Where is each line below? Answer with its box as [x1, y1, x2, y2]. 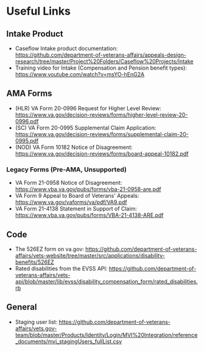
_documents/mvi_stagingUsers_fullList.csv [15, 338, 122, 345]
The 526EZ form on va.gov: [15, 245, 84, 253]
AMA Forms [6, 89, 53, 99]
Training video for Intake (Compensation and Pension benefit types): [15, 64, 188, 71]
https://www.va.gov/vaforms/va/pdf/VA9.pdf [15, 198, 127, 206]
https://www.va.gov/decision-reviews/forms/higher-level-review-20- [15, 111, 188, 118]
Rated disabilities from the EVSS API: [15, 264, 108, 272]
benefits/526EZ [15, 258, 55, 266]
